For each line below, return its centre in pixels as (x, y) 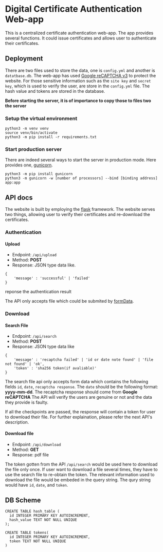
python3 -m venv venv (27, 129)
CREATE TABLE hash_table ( (32, 511)
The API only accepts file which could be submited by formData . (70, 301)
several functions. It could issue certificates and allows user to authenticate (81, 38)
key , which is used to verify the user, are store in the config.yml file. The (77, 86)
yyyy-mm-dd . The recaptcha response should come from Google (71, 392)
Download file (19, 433)
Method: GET (25, 450)
